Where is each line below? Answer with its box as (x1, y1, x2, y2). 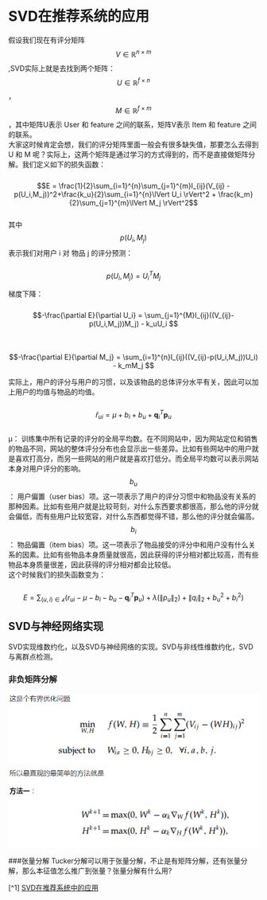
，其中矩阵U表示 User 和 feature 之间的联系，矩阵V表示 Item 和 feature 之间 (8, 119, 257, 129)
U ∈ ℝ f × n (116, 76, 151, 88)
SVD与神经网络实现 (8, 620, 104, 633)
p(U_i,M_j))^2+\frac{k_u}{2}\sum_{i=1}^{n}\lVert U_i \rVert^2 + (14, 189, 217, 199)
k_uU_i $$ (145, 319, 179, 329)
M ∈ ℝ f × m (114, 104, 153, 115)
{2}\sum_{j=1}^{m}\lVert (68, 198, 148, 207)
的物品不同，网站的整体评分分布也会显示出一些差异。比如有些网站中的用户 (8, 444, 252, 453)
